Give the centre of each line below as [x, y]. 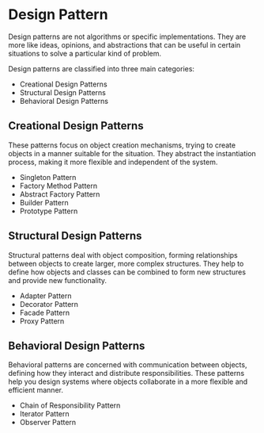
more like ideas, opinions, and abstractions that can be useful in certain [124, 44]
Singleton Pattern [48, 177]
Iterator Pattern [44, 414]
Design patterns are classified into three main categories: [102, 68]
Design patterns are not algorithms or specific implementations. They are [127, 36]
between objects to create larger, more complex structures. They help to [126, 263]
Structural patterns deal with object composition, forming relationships [123, 255]
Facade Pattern [44, 312]
